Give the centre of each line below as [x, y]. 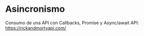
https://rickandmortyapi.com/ [36, 28]
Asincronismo [35, 9]
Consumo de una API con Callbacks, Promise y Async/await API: [72, 23]
